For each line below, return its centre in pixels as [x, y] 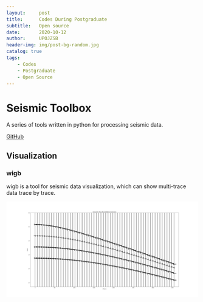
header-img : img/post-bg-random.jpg [53, 45]
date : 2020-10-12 [36, 32]
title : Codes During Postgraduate [57, 19]
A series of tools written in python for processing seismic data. [85, 125]
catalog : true [24, 52]
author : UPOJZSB [33, 39]
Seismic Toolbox [49, 108]
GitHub [15, 136]
